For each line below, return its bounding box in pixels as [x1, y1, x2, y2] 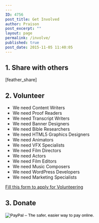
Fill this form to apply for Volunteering [5, 184, 83, 190]
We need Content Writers [12, 105, 65, 111]
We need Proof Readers [12, 110, 62, 116]
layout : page [5, 31, 33, 36]
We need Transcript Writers [12, 115, 70, 121]
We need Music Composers [12, 164, 70, 170]
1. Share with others [5, 63, 69, 72]
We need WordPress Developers [12, 169, 80, 175]
